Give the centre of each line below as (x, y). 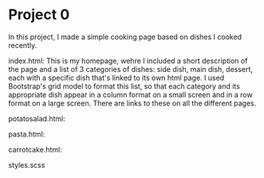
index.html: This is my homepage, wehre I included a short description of (128, 61)
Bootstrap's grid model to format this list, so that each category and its (124, 86)
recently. (23, 45)
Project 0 (39, 15)
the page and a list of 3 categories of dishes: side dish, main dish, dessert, (131, 69)
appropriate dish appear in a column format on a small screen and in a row (130, 94)
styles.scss (27, 164)
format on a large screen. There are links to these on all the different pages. (132, 103)
